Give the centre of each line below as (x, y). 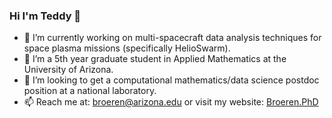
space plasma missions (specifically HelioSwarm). (127, 48)
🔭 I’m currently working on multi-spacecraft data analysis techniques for (172, 38)
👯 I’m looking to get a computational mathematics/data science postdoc (171, 80)
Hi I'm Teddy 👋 (45, 16)
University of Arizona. (68, 70)
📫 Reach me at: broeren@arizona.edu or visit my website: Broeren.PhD (171, 102)
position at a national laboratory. (90, 91)
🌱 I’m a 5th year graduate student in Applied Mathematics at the (155, 59)
